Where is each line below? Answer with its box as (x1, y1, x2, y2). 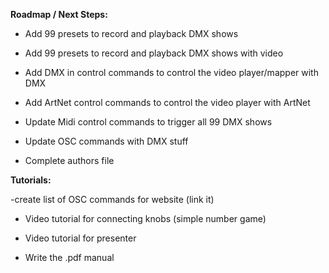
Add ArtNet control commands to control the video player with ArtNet (24, 97, 311, 108)
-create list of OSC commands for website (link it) (10, 194, 215, 205)
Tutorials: (10, 174, 52, 186)
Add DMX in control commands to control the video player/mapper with (24, 67, 319, 78)
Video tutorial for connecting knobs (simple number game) (24, 213, 267, 224)
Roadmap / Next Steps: (10, 9, 108, 20)
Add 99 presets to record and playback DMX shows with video (24, 47, 284, 59)
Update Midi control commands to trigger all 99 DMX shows (24, 116, 273, 128)
